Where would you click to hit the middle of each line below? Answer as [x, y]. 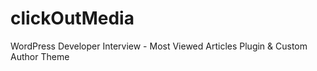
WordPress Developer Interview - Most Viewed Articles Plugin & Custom [159, 46]
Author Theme [40, 56]
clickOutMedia [72, 18]
